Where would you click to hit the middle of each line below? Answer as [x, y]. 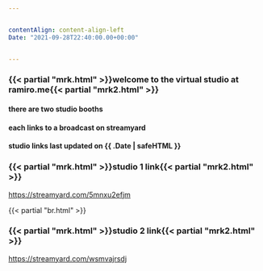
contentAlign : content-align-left [67, 30]
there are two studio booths [56, 109]
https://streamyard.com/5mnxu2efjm [70, 194]
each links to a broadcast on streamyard [77, 127]
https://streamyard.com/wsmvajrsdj [68, 258]
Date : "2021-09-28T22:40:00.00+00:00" [73, 37]
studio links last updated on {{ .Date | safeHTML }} [95, 146]
